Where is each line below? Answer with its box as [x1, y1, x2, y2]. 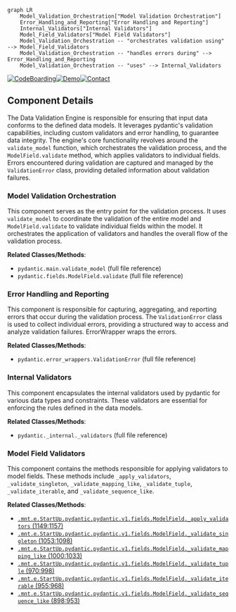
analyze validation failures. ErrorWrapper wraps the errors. [7, 327, 177, 336]
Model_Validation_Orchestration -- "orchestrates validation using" [20, 37, 225, 44]
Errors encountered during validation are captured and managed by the [7, 158, 214, 167]
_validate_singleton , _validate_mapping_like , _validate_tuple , [7, 480, 192, 487]
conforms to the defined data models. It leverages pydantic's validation [7, 120, 214, 130]
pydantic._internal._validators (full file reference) [17, 430, 168, 439]
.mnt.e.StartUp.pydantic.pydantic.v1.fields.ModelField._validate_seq [17, 590, 229, 597]
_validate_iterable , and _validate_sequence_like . [7, 487, 155, 495]
